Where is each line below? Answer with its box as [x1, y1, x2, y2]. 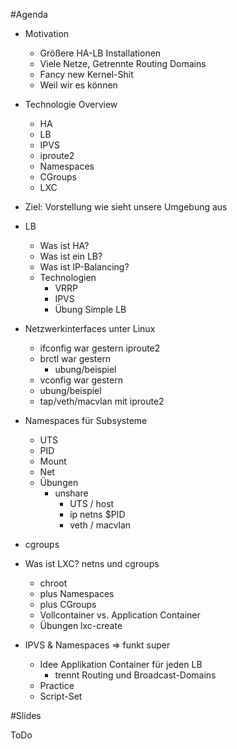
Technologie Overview [24, 99, 118, 110]
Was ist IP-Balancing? [39, 261, 130, 273]
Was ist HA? [39, 240, 90, 251]
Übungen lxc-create [39, 620, 123, 631]
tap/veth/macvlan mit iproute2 [39, 395, 165, 407]
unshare [54, 487, 89, 499]
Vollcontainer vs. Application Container [39, 609, 201, 621]
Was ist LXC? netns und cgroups [24, 558, 160, 569]
